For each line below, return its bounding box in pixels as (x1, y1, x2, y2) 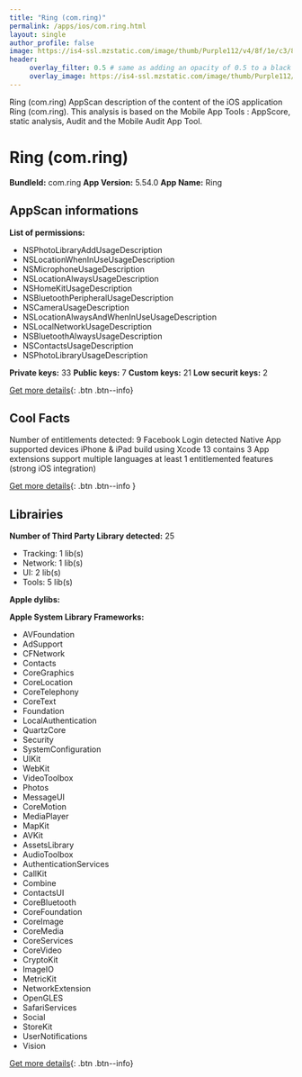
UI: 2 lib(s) (22, 567, 61, 578)
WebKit (22, 763, 50, 774)
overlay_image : (29, 72, 87, 81)
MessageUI (22, 792, 66, 802)
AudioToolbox (22, 849, 74, 860)
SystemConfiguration (22, 744, 102, 755)
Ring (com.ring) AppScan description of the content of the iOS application (9, 96, 283, 107)
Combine (22, 878, 57, 889)
